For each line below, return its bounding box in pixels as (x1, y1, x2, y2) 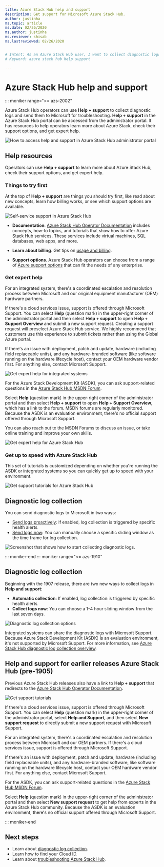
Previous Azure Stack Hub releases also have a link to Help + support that (5, 680, 155, 686)
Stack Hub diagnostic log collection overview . (5, 645, 97, 651)
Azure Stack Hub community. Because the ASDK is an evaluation (5, 804, 136, 810)
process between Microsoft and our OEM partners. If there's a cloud (5, 740, 143, 746)
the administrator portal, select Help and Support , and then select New (5, 714, 148, 720)
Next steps (5, 833, 39, 841)
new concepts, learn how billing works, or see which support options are (5, 198, 151, 204)
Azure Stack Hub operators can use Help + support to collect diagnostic (5, 107, 151, 113)
